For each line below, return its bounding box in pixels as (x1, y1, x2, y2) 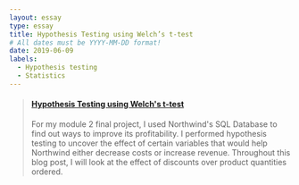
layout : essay (9, 13, 62, 22)
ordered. (30, 166, 63, 177)
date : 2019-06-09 (9, 46, 74, 55)
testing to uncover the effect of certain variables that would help (30, 138, 268, 148)
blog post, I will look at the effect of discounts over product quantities (30, 156, 287, 167)
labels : (9, 55, 38, 63)
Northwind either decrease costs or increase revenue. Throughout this (30, 147, 291, 157)
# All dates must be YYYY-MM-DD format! (9, 38, 162, 47)
